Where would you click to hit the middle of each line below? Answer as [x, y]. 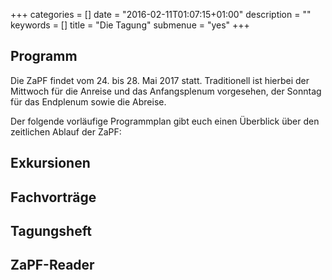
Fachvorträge [53, 197]
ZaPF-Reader [52, 265]
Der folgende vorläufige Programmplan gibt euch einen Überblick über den [165, 121]
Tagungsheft [51, 230]
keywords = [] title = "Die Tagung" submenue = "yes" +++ [130, 25]
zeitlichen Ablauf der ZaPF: [66, 131]
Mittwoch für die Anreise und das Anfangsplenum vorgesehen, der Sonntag [166, 91]
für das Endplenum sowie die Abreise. [88, 101]
